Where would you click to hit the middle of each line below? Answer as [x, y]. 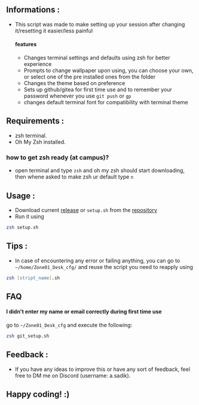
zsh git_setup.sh [28, 336]
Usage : [21, 196]
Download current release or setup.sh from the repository [86, 210]
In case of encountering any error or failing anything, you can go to [97, 261]
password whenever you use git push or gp [77, 96]
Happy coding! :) [38, 395]
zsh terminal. [31, 135]
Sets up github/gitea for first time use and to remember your [98, 90]
